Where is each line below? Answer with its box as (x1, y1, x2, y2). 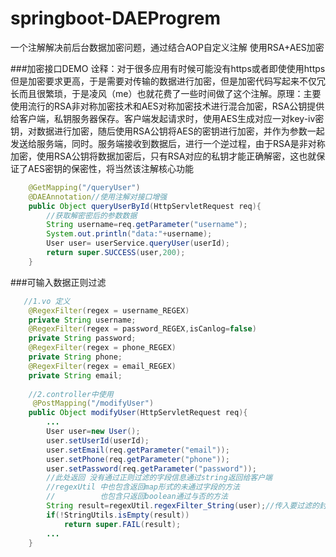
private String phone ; (28, 352, 123, 362)
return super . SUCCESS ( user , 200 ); (46, 248, 186, 258)
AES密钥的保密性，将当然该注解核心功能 (27, 162, 195, 174)
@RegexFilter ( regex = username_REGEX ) (28, 305, 190, 316)
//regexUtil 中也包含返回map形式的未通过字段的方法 (46, 482, 240, 492)
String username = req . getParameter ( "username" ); (46, 220, 248, 230)
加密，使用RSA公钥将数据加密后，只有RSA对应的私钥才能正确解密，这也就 (10, 150, 317, 162)
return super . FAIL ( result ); (63, 519, 182, 529)
